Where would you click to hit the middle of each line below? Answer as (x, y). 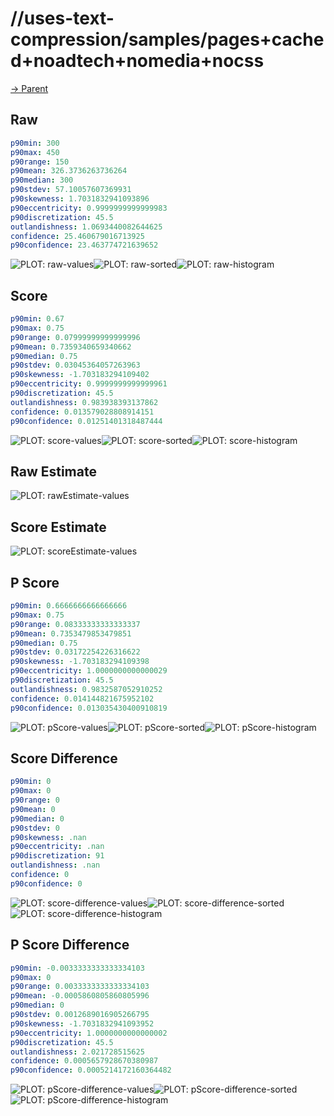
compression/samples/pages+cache (167, 39)
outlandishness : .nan (55, 865)
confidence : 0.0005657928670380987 (84, 1061)
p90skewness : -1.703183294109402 (80, 375)
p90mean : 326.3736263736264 (69, 171)
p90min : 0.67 (37, 319)
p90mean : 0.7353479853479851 (71, 633)
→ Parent (29, 88)
